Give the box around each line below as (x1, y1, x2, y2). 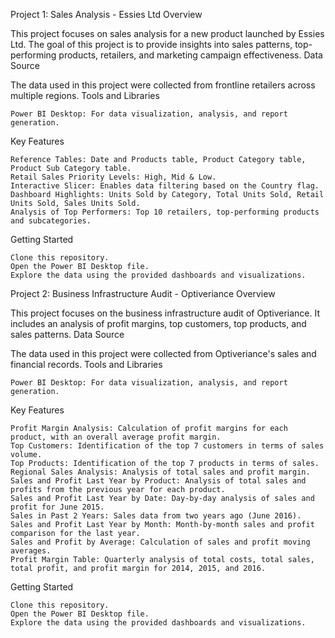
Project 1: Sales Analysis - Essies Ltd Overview (10, 9, 203, 20)
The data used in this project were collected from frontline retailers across (10, 79, 316, 91)
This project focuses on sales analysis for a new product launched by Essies (10, 28, 325, 39)
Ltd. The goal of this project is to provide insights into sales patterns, (10, 39, 293, 50)
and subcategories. (10, 216, 92, 226)
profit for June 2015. (10, 502, 105, 512)
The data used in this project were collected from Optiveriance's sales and (10, 348, 317, 359)
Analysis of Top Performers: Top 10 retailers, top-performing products (10, 207, 320, 217)
